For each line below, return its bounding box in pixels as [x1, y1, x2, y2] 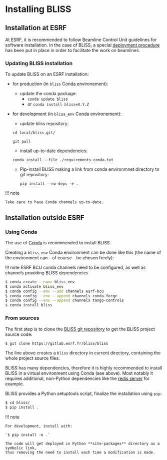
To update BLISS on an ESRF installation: [5, 71, 89, 77]
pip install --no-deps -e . [19, 181, 78, 186]
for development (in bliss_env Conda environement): [12, 111, 122, 117]
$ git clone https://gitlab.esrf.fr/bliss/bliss [5, 341, 108, 346]
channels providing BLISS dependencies [5, 269, 88, 276]
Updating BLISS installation [5, 60, 73, 67]
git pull [12, 139, 31, 144]
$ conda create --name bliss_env [5, 279, 75, 284]
